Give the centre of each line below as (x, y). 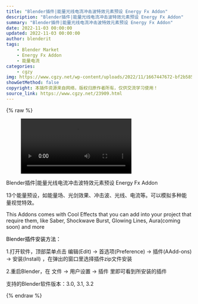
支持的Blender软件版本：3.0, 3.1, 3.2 (50, 283)
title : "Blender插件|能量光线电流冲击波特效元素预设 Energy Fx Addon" (87, 11)
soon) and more (25, 226)
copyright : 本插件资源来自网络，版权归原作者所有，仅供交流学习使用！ (82, 88)
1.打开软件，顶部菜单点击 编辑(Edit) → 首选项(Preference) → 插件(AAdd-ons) (99, 251)
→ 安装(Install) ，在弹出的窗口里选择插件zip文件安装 (69, 259)
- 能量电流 (28, 61)
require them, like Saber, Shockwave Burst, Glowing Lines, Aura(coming (93, 221)
